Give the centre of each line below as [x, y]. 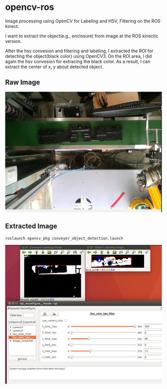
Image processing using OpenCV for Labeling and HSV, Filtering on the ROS [83, 21]
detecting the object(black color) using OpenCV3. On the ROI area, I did [79, 56]
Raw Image [23, 82]
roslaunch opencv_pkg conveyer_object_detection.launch [64, 238]
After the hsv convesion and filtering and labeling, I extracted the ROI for [79, 51]
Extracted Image [31, 226]
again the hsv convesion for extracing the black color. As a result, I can [78, 61]
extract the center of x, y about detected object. [54, 67]
